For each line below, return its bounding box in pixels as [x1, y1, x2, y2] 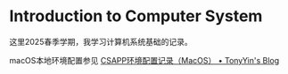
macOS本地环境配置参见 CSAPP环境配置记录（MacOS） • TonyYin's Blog [9, 55, 280, 65]
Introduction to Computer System [9, 6, 263, 26]
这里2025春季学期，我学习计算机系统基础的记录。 [9, 36, 193, 47]
